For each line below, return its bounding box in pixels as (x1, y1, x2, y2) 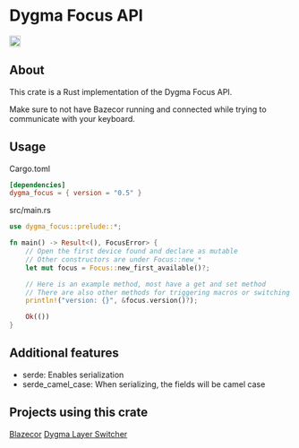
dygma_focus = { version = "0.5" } (9, 189, 142, 198)
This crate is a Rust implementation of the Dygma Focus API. (9, 86, 233, 97)
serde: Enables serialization (21, 369, 124, 380)
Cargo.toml (9, 163, 51, 174)
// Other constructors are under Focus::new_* (25, 254, 202, 264)
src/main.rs (9, 205, 51, 216)
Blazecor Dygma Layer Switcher (9, 428, 128, 439)
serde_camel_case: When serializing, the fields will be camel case (21, 378, 266, 390)
